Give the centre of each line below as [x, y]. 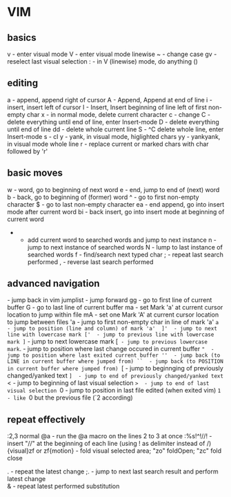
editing [23, 83]
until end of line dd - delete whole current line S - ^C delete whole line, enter [115, 129]
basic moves [35, 173]
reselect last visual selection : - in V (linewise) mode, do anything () [103, 62]
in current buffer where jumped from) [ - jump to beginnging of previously [115, 368]
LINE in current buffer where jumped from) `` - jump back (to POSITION [115, 362]
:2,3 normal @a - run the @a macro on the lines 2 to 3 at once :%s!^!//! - [110, 436]
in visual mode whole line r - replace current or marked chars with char [108, 144]
